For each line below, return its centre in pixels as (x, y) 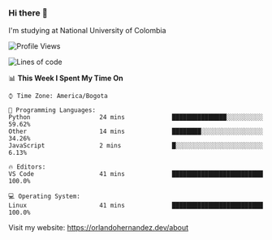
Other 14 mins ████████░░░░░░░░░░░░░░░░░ (136, 132)
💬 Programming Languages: (52, 110)
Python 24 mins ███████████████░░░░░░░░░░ (136, 118)
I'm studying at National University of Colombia (87, 31)
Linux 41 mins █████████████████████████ (136, 206)
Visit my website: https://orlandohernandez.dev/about (99, 228)
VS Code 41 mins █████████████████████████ (136, 174)
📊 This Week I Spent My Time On (66, 78)
